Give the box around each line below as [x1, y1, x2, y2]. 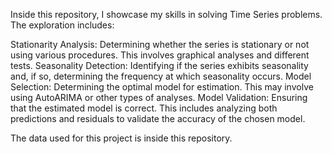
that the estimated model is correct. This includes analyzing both [10, 102, 278, 114]
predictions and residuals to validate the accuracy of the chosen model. [10, 113, 306, 124]
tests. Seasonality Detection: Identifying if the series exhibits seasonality [10, 60, 309, 71]
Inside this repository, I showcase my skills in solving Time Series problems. [10, 9, 323, 20]
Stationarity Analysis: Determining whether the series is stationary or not [10, 39, 310, 50]
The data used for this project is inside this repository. [10, 132, 233, 144]
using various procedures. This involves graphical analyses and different [10, 49, 310, 61]
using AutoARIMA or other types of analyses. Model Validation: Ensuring [10, 92, 308, 103]
